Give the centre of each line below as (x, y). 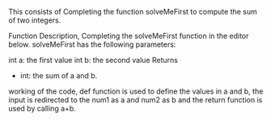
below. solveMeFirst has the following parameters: (92, 44)
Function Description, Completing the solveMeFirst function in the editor (129, 36)
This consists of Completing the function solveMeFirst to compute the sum (133, 12)
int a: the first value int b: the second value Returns (93, 60)
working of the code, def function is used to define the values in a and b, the (136, 91)
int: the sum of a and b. (59, 75)
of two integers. (35, 20)
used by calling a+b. (42, 108)
